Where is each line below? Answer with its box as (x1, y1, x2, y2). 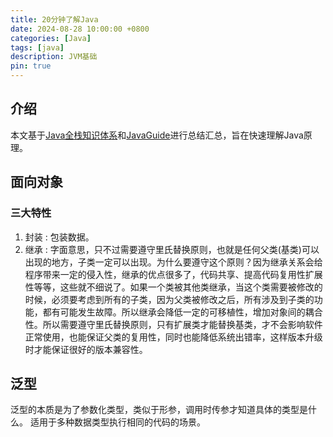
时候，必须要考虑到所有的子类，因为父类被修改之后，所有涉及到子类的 (24, 293, 315, 305)
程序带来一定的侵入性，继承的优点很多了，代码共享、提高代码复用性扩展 (24, 268, 323, 280)
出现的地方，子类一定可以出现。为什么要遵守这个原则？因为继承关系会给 (24, 256, 323, 268)
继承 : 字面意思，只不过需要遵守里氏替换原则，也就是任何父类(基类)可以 (24, 243, 320, 255)
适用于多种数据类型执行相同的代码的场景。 (29, 416, 206, 428)
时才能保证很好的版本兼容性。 (24, 343, 148, 355)
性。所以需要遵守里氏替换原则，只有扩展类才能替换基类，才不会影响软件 (24, 318, 323, 330)
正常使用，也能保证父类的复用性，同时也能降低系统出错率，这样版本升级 (24, 331, 323, 343)
